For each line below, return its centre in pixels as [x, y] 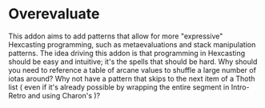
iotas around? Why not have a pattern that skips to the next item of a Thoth [132, 78]
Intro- [240, 87]
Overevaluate [54, 14]
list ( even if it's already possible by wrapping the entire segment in [119, 87]
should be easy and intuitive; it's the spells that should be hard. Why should [133, 62]
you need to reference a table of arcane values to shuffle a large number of [132, 70]
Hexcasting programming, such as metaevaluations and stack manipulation [132, 44]
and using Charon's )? [64, 95]
